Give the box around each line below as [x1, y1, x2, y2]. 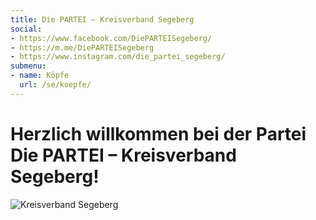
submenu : [10, 61, 47, 71]
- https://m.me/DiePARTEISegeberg [10, 42, 155, 53]
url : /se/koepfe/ [19, 80, 92, 90]
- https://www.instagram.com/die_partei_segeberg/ [10, 52, 226, 62]
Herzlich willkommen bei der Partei [10, 122, 307, 145]
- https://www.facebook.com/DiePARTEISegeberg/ [10, 33, 213, 43]
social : [10, 24, 43, 34]
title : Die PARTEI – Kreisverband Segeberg [10, 14, 195, 25]
